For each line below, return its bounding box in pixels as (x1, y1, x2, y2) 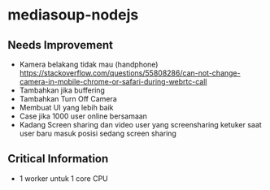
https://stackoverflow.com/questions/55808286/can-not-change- (19, 68, 241, 78)
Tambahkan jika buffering (19, 85, 105, 95)
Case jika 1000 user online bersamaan (19, 111, 148, 121)
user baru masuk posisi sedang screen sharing (19, 128, 176, 138)
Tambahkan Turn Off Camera (19, 94, 117, 103)
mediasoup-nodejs (7, 6, 139, 24)
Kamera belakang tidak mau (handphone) (19, 59, 159, 69)
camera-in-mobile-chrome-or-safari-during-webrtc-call (19, 77, 207, 86)
